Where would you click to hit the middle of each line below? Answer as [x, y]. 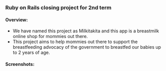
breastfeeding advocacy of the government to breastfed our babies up [87, 47]
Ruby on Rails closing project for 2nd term [58, 8]
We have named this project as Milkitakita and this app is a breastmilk [86, 31]
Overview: [17, 20]
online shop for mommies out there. [50, 37]
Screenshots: [20, 64]
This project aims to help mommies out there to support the [75, 42]
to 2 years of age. [31, 53]
